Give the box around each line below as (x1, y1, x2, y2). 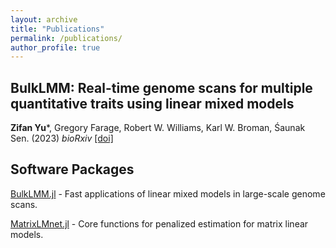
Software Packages (10, 161, 135, 178)
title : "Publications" (10, 24, 105, 34)
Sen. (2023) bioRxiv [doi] (10, 132, 114, 145)
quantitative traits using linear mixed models (10, 95, 295, 112)
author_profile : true (10, 42, 101, 53)
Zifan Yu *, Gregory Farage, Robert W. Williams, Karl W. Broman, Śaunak (10, 122, 306, 134)
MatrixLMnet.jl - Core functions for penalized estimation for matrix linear (10, 217, 309, 230)
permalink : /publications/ (10, 33, 123, 43)
